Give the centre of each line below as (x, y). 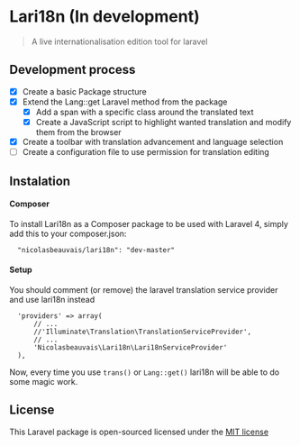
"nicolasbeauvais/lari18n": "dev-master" (96, 250)
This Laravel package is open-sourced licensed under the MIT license (139, 432)
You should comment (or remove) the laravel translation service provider (144, 289)
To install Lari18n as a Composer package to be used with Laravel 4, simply (149, 223)
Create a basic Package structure (84, 91)
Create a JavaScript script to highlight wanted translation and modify (164, 122)
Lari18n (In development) (105, 17)
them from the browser (78, 132)
